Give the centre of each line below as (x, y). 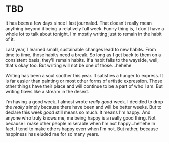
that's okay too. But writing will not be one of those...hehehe (68, 65)
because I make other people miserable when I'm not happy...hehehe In (80, 123)
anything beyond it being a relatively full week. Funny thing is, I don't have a (85, 28)
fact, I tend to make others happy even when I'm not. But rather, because (82, 129)
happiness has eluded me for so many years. (52, 134)
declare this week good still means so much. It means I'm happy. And (78, 112)
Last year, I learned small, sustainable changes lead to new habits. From (81, 49)
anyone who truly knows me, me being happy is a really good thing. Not (80, 117)
